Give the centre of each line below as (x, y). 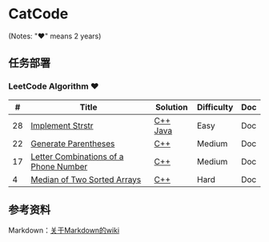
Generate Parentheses (73, 143)
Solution (171, 107)
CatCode (38, 14)
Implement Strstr (62, 125)
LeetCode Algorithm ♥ (54, 86)
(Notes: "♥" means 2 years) (55, 36)
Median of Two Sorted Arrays (86, 179)
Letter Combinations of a (77, 157)
